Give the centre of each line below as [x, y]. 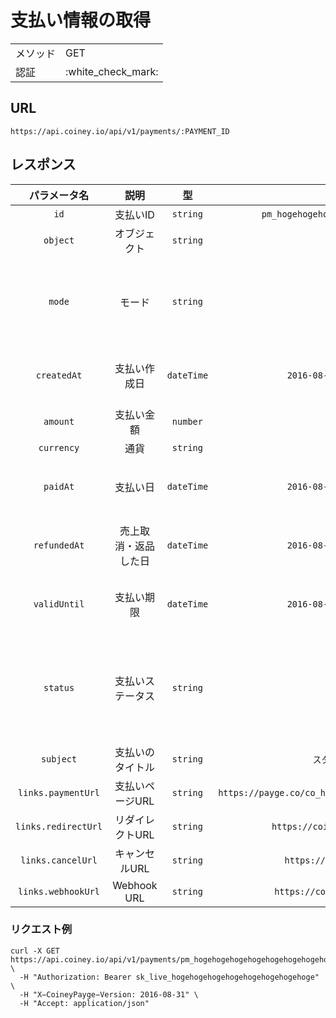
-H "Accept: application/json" [84, 1003]
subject [59, 759]
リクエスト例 [41, 929]
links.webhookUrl [59, 891]
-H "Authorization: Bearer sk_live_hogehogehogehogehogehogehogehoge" [169, 977]
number [187, 421]
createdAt [59, 375]
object [59, 240]
